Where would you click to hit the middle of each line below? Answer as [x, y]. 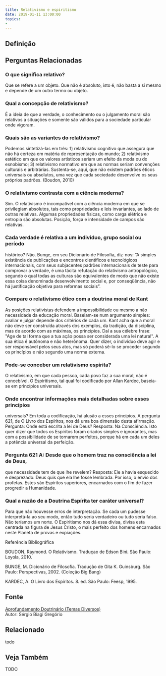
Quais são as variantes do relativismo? [53, 138]
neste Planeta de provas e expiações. [43, 533]
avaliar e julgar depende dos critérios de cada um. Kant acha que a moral [80, 320]
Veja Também [27, 657]
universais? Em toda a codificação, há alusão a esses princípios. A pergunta [83, 416]
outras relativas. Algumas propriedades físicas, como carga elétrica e [76, 214]
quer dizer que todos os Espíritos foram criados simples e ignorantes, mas [81, 432]
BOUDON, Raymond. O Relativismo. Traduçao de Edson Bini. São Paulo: [79, 552]
